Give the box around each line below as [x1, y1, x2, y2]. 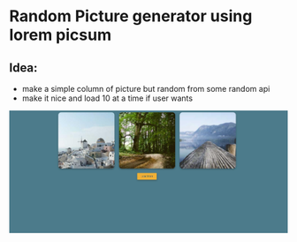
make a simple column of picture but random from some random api [21, 84, 270, 94]
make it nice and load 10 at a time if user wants [21, 93, 193, 103]
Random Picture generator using [9, 6, 253, 26]
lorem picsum [9, 25, 112, 45]
